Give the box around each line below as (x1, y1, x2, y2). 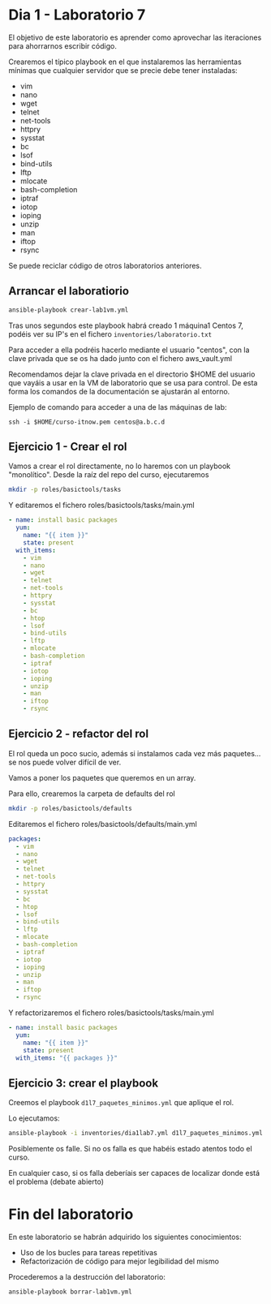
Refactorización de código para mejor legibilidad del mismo (19, 1256, 219, 1266)
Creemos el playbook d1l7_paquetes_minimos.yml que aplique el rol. (8, 1098, 234, 1108)
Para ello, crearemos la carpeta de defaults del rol (8, 789, 176, 798)
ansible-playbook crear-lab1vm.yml (8, 306, 129, 314)
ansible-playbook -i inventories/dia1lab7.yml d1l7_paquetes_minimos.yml (8, 1130, 264, 1138)
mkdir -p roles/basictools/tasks (8, 485, 122, 494)
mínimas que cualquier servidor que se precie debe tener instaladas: (8, 65, 238, 75)
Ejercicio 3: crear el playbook (8, 1076, 159, 1090)
